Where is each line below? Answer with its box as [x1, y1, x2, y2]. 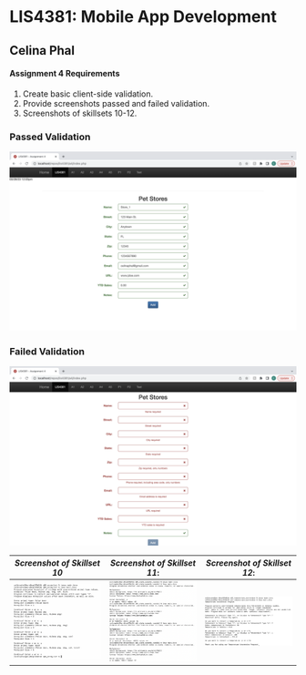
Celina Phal [9, 43, 76, 58]
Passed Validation [9, 130, 91, 143]
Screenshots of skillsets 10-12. [22, 107, 138, 118]
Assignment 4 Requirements [9, 68, 120, 79]
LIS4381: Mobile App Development [9, 6, 278, 27]
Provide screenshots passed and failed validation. [22, 97, 210, 108]
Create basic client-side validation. [22, 88, 154, 99]
